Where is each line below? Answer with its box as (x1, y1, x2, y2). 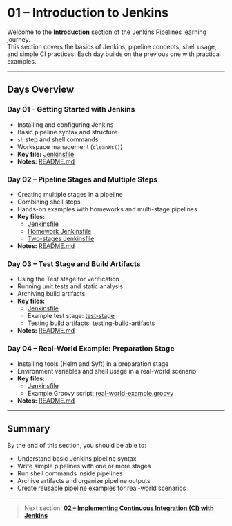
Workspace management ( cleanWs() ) (17, 142, 123, 150)
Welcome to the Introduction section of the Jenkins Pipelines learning (7, 28, 207, 36)
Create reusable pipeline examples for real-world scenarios (17, 484, 186, 493)
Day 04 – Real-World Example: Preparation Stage (7, 344, 175, 353)
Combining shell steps (17, 198, 81, 206)
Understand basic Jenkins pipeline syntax (17, 455, 137, 463)
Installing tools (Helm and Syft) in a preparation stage (17, 359, 169, 368)
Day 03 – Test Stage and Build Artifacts (7, 258, 141, 268)
